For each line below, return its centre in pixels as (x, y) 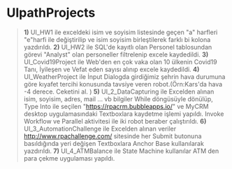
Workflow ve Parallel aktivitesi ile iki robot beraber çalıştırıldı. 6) (115, 121)
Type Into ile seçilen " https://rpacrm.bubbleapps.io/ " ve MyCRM (116, 106)
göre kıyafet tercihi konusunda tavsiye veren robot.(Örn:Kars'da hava (123, 84)
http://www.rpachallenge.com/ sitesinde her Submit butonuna (113, 136)
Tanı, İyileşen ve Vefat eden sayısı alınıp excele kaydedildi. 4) (111, 69)
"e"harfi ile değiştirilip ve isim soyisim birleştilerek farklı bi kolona (117, 39)
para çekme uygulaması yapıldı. (69, 158)
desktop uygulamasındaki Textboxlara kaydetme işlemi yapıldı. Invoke (124, 114)
